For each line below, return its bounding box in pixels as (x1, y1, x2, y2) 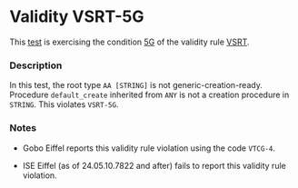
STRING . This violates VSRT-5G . (9, 99, 119, 110)
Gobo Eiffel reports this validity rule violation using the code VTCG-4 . (22, 143, 275, 153)
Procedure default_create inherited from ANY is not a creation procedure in (9, 89, 290, 101)
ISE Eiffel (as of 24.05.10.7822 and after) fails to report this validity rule (22, 160, 286, 171)
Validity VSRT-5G (9, 6, 144, 27)
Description (9, 59, 63, 72)
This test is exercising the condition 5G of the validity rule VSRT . (9, 36, 250, 47)
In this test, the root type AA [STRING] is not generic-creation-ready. (9, 80, 263, 91)
